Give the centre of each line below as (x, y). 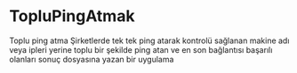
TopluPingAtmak (72, 16)
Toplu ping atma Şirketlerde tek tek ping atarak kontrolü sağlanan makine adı (149, 40)
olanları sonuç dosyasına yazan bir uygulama (92, 59)
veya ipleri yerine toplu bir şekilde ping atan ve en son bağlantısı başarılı (141, 49)
